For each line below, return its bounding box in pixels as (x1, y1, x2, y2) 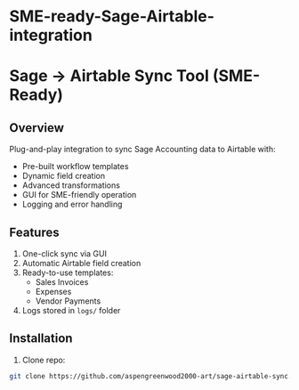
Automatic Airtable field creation (21, 258, 141, 268)
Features (9, 224, 60, 240)
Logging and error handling (21, 199, 123, 210)
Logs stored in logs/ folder (21, 305, 121, 315)
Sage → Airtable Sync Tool (9, 66, 209, 86)
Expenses (35, 287, 72, 297)
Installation (9, 331, 73, 346)
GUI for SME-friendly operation (21, 190, 137, 200)
